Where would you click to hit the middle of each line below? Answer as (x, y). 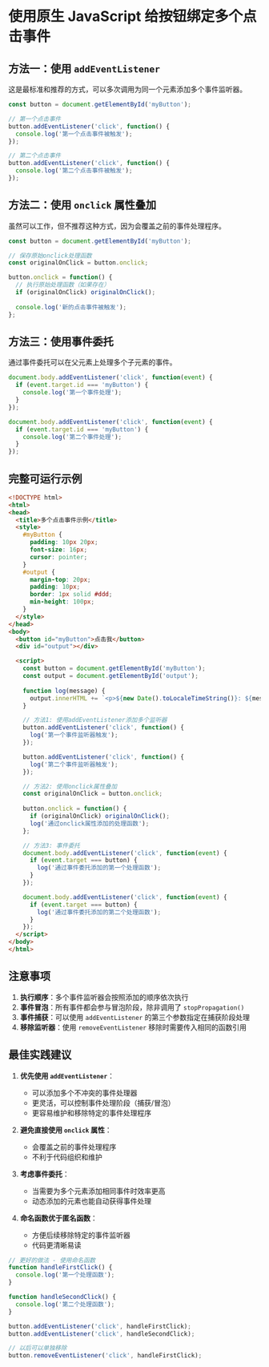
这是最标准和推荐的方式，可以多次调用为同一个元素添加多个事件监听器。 (127, 89)
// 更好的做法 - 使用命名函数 (52, 1260)
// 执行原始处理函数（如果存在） (63, 285)
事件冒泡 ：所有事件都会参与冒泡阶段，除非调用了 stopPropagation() (132, 1007)
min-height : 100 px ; (62, 602)
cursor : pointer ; (58, 557)
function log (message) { (64, 691)
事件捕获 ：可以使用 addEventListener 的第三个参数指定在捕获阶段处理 (135, 1017)
